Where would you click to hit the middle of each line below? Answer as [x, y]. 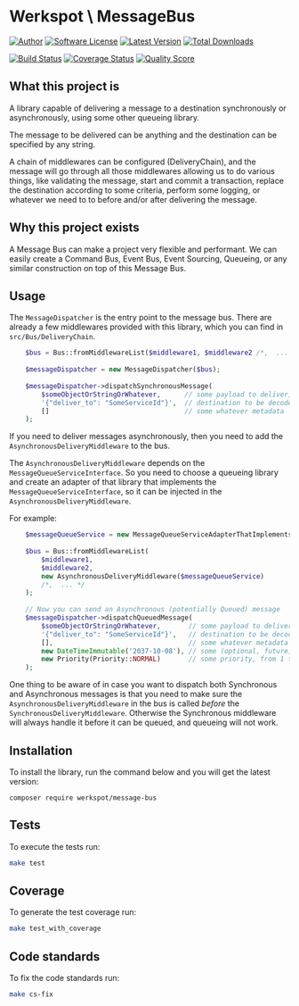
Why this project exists [74, 228]
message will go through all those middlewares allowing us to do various [142, 170]
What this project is [65, 87]
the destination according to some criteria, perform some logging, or [135, 190]
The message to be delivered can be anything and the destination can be [143, 135]
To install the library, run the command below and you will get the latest [140, 772]
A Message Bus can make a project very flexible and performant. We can [143, 249]
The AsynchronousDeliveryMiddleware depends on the [107, 463]
